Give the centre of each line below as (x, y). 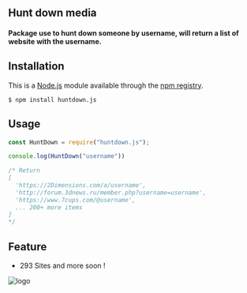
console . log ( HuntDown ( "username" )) (67, 156)
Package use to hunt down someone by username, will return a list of (123, 33)
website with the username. (55, 41)
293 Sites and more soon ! (62, 266)
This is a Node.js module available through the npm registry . (106, 85)
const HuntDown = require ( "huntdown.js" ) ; (79, 142)
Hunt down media (52, 13)
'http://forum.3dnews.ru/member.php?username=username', (111, 193)
